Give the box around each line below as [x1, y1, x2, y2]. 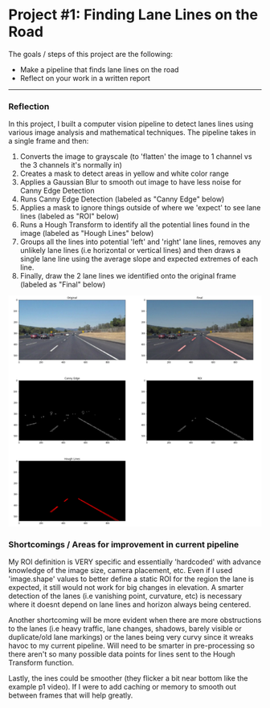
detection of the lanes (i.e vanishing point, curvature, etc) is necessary [8, 592, 243, 601]
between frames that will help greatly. [8, 690, 133, 700]
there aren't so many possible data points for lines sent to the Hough [8, 649, 235, 659]
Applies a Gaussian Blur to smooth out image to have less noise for [19, 177, 242, 187]
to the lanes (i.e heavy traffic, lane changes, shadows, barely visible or [8, 624, 243, 633]
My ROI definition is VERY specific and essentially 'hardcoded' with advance [8, 557, 261, 567]
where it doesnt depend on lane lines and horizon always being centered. [8, 600, 252, 609]
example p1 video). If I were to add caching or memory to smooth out [8, 682, 237, 692]
